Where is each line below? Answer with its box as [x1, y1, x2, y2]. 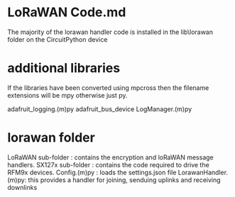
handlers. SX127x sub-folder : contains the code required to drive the [7, 160, 209, 169]
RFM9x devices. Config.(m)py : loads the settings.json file [7, 168, 177, 176]
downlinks [7, 183, 38, 191]
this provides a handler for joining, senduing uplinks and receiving [28, 175, 222, 184]
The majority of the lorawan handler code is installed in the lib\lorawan [7, 28, 213, 36]
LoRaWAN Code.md [7, 4, 126, 21]
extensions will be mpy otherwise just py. [7, 91, 128, 99]
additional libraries [7, 60, 121, 77]
